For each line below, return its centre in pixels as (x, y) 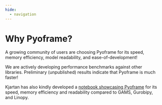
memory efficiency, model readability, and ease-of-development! (71, 58)
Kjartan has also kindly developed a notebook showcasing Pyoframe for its (81, 87)
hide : (11, 10)
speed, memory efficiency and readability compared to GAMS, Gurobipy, (79, 92)
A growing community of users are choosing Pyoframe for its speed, (75, 52)
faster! (12, 77)
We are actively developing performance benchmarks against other (74, 67)
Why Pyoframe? (39, 39)
